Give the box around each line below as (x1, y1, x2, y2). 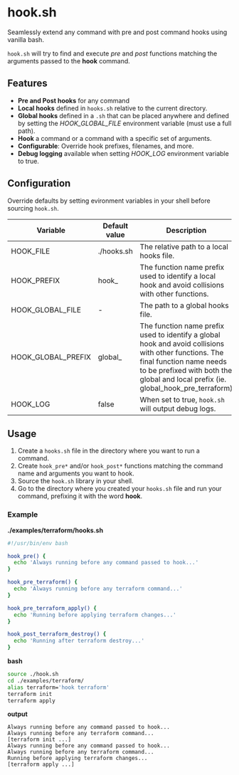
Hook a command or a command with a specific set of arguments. (17, 134, 212, 142)
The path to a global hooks (139, 300, 229, 310)
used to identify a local (139, 271, 216, 281)
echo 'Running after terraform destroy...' (14, 638, 144, 645)
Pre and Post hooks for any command (17, 96, 130, 105)
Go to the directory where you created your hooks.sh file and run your (17, 485, 222, 493)
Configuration (7, 177, 71, 189)
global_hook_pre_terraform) (139, 383, 233, 393)
